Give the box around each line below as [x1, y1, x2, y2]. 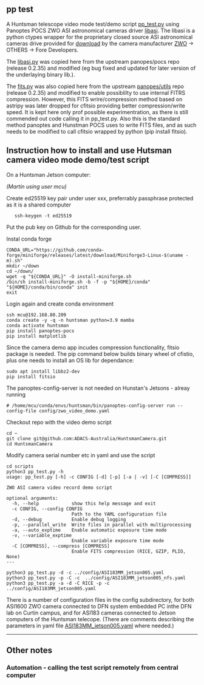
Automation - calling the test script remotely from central [6, 663, 178, 672]
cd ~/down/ [6, 268, 34, 274]
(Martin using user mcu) [6, 183, 67, 190]
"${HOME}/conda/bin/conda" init [6, 284, 88, 290]
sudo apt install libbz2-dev [6, 368, 80, 375]
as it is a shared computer [6, 201, 72, 208]
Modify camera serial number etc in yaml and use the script [6, 451, 155, 458]
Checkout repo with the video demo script [6, 418, 112, 426]
